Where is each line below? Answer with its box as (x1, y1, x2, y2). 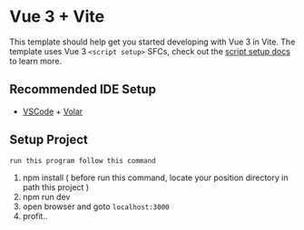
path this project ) (22, 181, 89, 192)
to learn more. (9, 55, 62, 66)
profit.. (22, 210, 48, 221)
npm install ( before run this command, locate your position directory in (22, 172, 289, 183)
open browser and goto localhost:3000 (22, 201, 170, 212)
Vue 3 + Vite (9, 6, 105, 27)
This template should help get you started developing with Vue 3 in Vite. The (9, 36, 296, 47)
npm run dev (22, 191, 71, 202)
